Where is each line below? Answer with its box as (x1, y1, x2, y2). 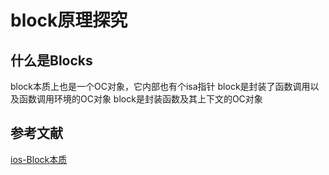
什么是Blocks (10, 52, 93, 69)
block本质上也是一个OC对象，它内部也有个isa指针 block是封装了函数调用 (10, 81, 311, 92)
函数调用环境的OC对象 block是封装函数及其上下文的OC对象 (18, 93, 263, 105)
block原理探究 (10, 9, 128, 32)
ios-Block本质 (10, 153, 68, 165)
